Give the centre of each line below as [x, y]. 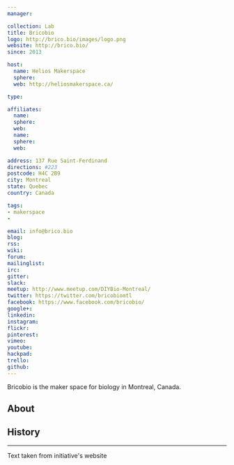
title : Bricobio [31, 33]
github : [18, 367]
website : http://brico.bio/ [48, 46]
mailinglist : [26, 263]
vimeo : [17, 341]
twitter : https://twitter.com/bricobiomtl [70, 296]
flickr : [18, 328]
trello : [18, 361]
